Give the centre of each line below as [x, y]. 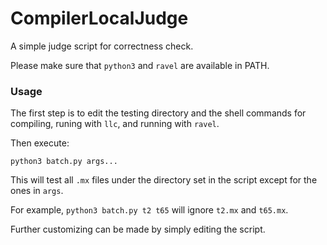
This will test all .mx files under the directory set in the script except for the [164, 180]
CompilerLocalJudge [99, 18]
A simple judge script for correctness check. [102, 46]
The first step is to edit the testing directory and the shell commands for [158, 113]
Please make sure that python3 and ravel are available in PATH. [140, 65]
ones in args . [37, 191]
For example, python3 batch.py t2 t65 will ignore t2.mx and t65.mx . [149, 210]
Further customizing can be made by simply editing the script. [138, 229]
